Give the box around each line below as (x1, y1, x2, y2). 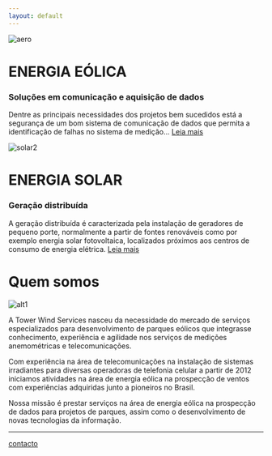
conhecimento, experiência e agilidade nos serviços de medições (8, 332, 227, 342)
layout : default (8, 11, 63, 20)
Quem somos (8, 272, 100, 291)
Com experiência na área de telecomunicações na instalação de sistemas (8, 356, 254, 366)
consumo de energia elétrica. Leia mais (8, 244, 140, 254)
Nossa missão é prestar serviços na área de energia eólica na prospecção (8, 398, 257, 407)
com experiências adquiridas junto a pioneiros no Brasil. (8, 382, 196, 392)
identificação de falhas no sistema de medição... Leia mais (8, 127, 204, 137)
